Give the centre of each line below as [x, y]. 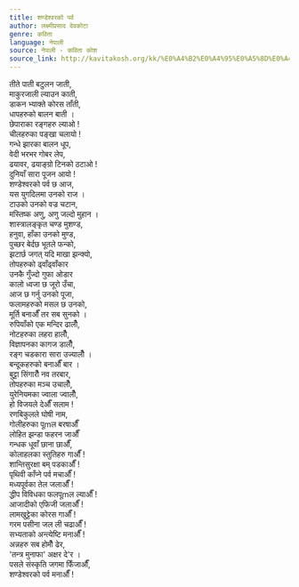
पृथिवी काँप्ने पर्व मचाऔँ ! [42, 474]
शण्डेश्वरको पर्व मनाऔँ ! [41, 574]
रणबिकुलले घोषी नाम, [39, 414]
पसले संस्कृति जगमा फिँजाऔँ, [50, 564]
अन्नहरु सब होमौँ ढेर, [37, 544]
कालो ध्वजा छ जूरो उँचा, [42, 284]
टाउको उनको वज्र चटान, [44, 204]
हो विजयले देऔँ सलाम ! [41, 404]
